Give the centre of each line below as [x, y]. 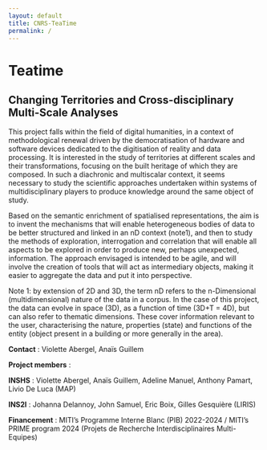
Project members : [40, 365]
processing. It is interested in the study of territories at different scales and [131, 157]
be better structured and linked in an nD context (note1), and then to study [131, 233]
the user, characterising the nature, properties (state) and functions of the [130, 325]
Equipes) [23, 437]
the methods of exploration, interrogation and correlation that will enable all [133, 241]
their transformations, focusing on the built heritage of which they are [123, 166]
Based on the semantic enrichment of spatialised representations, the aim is [133, 216]
